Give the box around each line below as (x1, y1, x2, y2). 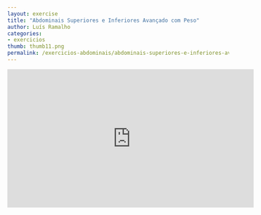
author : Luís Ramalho (7, 23, 71, 30)
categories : (7, 30, 42, 37)
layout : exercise (7, 10, 58, 18)
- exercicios (7, 37, 46, 44)
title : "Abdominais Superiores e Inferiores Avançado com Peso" (7, 17, 200, 24)
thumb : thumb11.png (7, 43, 65, 50)
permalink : (7, 50, 39, 57)
